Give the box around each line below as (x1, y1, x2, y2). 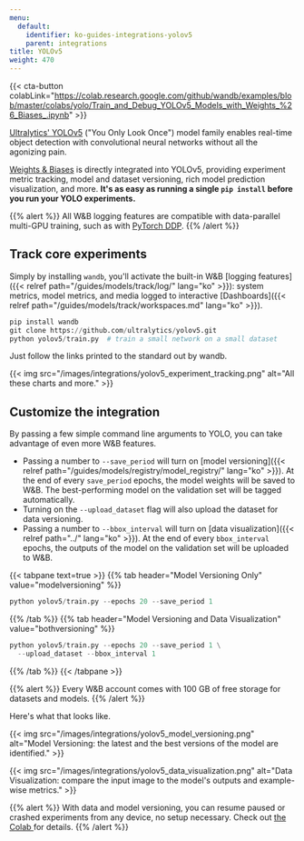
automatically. (22, 495, 75, 506)
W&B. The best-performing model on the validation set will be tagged (22, 485, 282, 496)
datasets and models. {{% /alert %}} (9, 693, 145, 704)
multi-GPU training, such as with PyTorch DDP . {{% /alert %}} (9, 220, 240, 231)
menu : (9, 13, 30, 23)
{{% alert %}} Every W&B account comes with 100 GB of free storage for (9, 683, 281, 694)
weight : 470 (9, 55, 54, 65)
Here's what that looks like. (9, 710, 111, 721)
